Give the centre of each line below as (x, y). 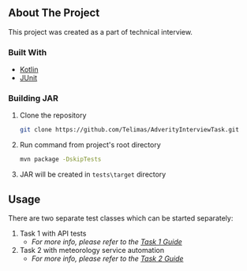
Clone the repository (53, 115)
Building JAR (34, 98)
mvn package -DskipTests (60, 160)
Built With (28, 52)
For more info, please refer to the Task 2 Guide (107, 258)
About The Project (54, 13)
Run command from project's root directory (90, 145)
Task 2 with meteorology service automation (92, 250)
